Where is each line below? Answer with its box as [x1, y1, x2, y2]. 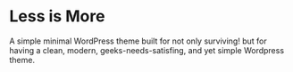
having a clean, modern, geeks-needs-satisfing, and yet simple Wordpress [9, 44, 284, 55]
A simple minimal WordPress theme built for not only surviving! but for [9, 36, 267, 46]
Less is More [9, 6, 105, 27]
